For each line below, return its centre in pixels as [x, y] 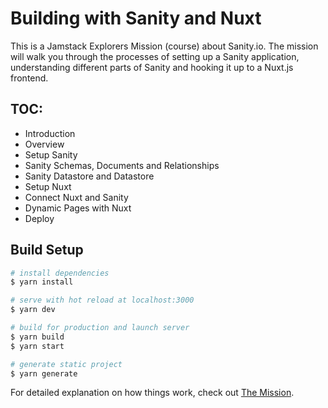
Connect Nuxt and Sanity [76, 197]
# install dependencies [60, 273]
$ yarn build [37, 337]
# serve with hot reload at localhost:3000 [102, 300]
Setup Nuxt [48, 186]
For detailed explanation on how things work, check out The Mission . [152, 393]
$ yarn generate [44, 373]
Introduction [50, 133]
